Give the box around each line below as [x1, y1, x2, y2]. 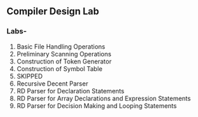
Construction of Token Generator [16, 57, 112, 65]
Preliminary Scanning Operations [16, 49, 112, 58]
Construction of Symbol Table [16, 64, 102, 72]
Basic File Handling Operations [16, 42, 105, 51]
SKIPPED [16, 72, 43, 80]
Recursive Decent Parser [16, 79, 89, 88]
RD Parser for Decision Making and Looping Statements [16, 101, 177, 110]
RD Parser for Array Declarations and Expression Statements [16, 94, 191, 102]
